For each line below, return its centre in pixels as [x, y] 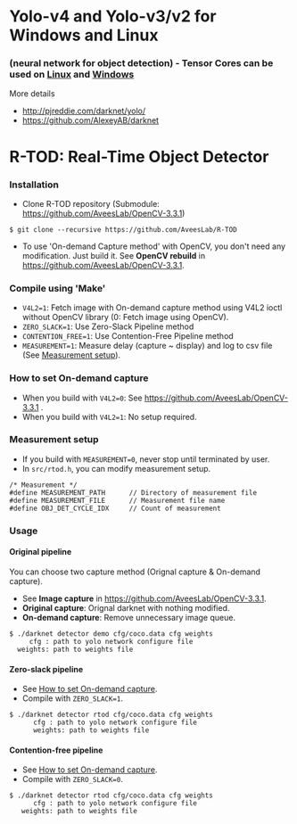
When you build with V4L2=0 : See [82, 398]
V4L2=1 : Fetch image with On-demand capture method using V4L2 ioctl [152, 308]
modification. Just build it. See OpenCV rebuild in [114, 255]
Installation [34, 185]
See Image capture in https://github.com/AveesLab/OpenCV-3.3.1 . [144, 598]
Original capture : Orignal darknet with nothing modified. [126, 607]
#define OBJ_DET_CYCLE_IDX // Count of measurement [115, 508]
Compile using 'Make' [58, 288]
